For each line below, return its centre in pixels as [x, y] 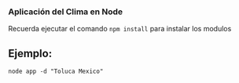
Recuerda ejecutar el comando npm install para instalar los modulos [120, 29]
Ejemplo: [30, 53]
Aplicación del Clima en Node [66, 12]
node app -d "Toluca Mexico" [56, 72]
